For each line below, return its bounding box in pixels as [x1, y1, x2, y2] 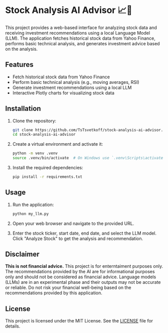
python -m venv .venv [12, 151, 58, 156]
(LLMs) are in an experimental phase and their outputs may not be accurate [5, 279, 161, 285]
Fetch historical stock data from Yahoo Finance [12, 74, 110, 80]
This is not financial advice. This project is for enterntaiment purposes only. [5, 263, 163, 269]
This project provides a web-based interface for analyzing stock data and [5, 24, 157, 31]
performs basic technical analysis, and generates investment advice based [5, 40, 160, 46]
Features [5, 60, 34, 69]
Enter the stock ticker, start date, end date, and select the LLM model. [12, 230, 157, 236]
